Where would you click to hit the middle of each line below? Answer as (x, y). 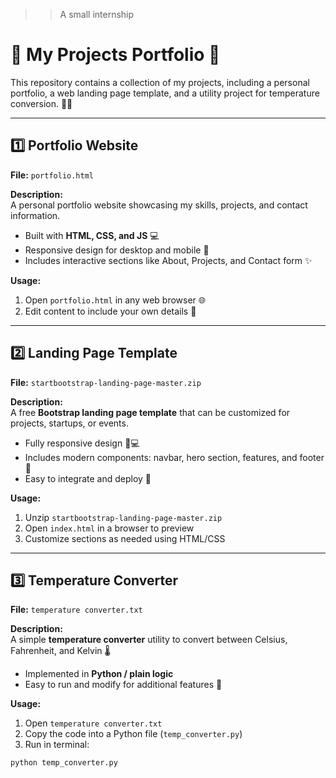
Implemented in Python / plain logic (99, 674)
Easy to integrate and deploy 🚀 (88, 478)
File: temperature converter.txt (76, 610)
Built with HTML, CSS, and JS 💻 (92, 235)
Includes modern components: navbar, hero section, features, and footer (174, 457)
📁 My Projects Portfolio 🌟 (115, 55)
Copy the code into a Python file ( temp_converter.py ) (133, 734)
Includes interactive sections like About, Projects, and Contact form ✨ (168, 260)
